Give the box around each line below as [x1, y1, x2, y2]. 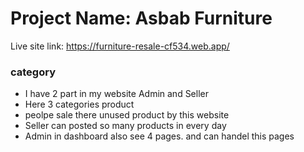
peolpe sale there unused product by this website [24, 109, 230, 121]
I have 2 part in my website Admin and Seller [24, 88, 209, 100]
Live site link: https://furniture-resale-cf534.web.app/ [10, 40, 230, 52]
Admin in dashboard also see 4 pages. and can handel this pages [24, 130, 295, 142]
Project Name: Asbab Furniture [10, 7, 273, 30]
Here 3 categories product [24, 98, 135, 111]
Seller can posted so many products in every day [24, 120, 227, 132]
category [10, 65, 56, 79]
